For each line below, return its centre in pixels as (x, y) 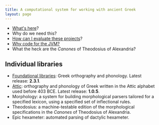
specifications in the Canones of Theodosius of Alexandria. (71, 112)
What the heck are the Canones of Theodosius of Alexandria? (74, 49)
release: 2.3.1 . (26, 81)
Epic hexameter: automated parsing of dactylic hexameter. (71, 117)
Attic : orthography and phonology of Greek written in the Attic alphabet (83, 86)
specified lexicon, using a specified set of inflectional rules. (71, 102)
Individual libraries (34, 64)
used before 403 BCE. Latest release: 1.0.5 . (56, 91)
